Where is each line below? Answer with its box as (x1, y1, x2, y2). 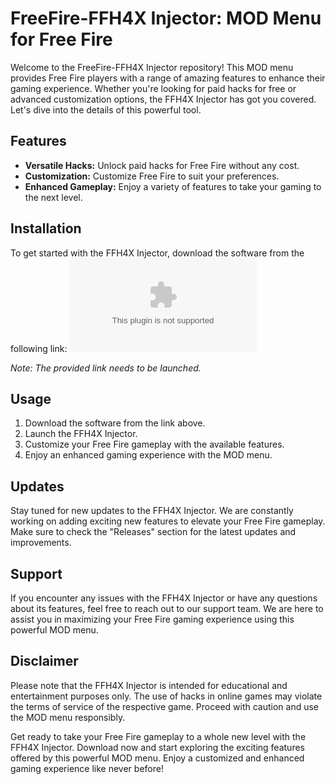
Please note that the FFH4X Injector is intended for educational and (10, 679, 288, 691)
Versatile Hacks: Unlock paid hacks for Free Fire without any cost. (24, 159, 300, 171)
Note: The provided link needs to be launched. (10, 362, 202, 374)
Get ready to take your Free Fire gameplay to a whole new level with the (10, 730, 307, 742)
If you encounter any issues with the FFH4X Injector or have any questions (10, 592, 318, 604)
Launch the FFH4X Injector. (24, 428, 138, 440)
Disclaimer (10, 653, 79, 670)
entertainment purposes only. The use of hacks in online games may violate (10, 690, 323, 702)
